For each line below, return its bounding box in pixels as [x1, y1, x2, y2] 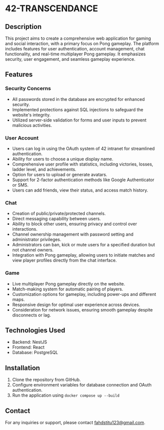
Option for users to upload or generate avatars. [12, 171, 108, 177]
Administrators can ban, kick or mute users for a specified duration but [12, 242, 155, 248]
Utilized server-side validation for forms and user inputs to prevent [12, 117, 147, 123]
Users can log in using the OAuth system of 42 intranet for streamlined [12, 145, 155, 151]
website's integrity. [12, 112, 51, 118]
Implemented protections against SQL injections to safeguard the [12, 106, 143, 113]
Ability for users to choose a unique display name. [12, 156, 114, 162]
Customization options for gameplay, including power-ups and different [12, 291, 157, 297]
